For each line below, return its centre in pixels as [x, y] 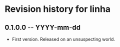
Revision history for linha [58, 9]
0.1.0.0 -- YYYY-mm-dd [43, 27]
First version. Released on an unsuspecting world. [63, 39]
